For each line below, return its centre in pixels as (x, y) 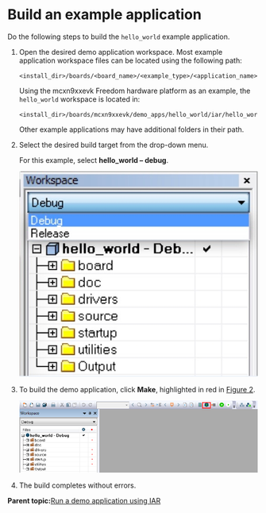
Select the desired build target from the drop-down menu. (114, 145)
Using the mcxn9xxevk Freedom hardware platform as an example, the (135, 91)
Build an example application (104, 15)
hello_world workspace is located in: (79, 99)
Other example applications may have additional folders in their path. (131, 129)
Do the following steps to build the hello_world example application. (119, 37)
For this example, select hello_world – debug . (93, 160)
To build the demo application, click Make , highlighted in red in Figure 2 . (137, 390)
